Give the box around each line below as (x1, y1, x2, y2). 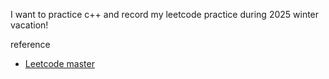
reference (10, 39, 51, 50)
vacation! (10, 19, 49, 31)
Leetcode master (24, 58, 95, 69)
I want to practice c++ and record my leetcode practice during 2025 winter (10, 9, 320, 20)
